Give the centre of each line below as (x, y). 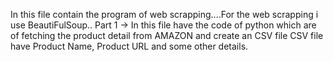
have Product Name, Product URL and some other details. (129, 46)
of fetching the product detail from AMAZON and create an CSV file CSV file (167, 35)
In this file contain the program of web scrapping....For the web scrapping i (164, 14)
